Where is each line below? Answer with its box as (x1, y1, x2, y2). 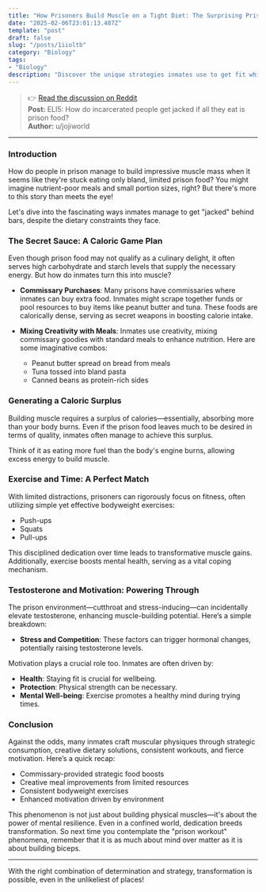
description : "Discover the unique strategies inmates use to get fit (8, 71, 246, 79)
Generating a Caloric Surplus (8, 395, 122, 406)
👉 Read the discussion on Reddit (27, 93, 138, 102)
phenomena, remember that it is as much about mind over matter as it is (8, 835, 243, 845)
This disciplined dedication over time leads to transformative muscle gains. (8, 548, 253, 557)
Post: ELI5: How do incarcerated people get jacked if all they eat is (27, 104, 245, 113)
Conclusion (8, 719, 54, 730)
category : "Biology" (8, 48, 77, 56)
